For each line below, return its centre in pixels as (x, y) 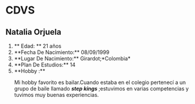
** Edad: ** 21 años (38, 46)
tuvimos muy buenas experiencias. (56, 95)
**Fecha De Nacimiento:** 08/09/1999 (62, 52)
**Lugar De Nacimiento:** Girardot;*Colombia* (72, 58)
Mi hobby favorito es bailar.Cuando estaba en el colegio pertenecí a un (100, 82)
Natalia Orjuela (33, 32)
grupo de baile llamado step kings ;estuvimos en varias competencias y (101, 88)
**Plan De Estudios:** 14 (45, 65)
